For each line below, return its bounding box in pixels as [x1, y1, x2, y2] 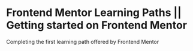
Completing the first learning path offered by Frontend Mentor [6, 38, 159, 45]
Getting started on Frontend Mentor [6, 18, 188, 32]
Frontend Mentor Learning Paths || [6, 6, 182, 20]
